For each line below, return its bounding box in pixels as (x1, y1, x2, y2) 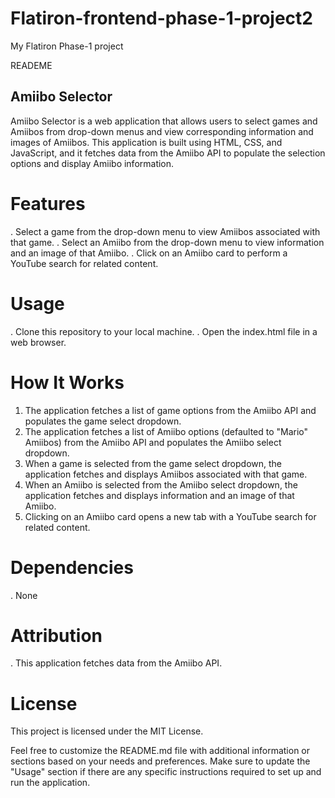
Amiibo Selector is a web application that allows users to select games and (10, 115, 318, 127)
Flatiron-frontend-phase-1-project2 (10, 7, 313, 30)
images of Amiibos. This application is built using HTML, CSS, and (10, 136, 283, 148)
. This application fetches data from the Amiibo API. (10, 657, 223, 669)
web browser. (10, 336, 67, 348)
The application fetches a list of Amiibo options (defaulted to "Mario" (24, 425, 309, 437)
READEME (10, 59, 53, 71)
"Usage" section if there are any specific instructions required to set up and (10, 766, 322, 778)
